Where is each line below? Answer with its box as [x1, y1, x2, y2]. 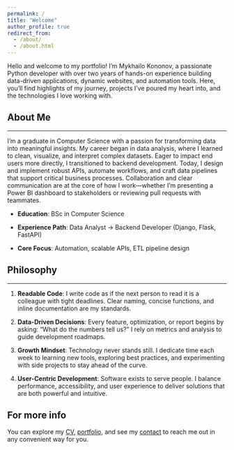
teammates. [7, 196, 42, 204]
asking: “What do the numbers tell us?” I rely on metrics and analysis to [17, 325, 222, 333]
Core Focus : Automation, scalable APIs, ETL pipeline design [17, 243, 190, 252]
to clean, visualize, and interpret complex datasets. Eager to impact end [7, 151, 213, 160]
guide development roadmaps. [17, 332, 106, 340]
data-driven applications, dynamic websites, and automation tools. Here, [7, 77, 216, 84]
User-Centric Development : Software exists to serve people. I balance [17, 374, 221, 382]
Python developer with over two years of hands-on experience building [7, 69, 212, 77]
